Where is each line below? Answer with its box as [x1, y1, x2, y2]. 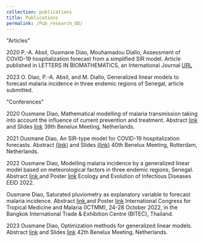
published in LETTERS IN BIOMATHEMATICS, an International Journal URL [6, 62, 192, 69]
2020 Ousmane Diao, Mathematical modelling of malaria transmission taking [6, 110, 198, 118]
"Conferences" [6, 98, 44, 105]
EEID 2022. [6, 179, 35, 187]
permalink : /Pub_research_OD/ [6, 20, 83, 26]
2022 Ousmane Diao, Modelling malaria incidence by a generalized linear [6, 160, 190, 167]
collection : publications [6, 9, 72, 15]
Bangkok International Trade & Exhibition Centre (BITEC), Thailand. [6, 210, 174, 218]
